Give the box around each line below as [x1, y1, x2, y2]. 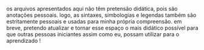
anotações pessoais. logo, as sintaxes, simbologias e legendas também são [6, 11, 197, 19]
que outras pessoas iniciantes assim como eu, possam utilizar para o [6, 31, 180, 38]
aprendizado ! [6, 37, 41, 44]
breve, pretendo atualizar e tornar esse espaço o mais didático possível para [6, 24, 199, 31]
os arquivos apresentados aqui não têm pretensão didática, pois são [6, 5, 178, 12]
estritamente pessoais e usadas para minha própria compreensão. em [6, 18, 182, 25]
